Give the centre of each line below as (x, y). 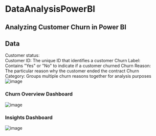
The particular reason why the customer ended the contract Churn (72, 71)
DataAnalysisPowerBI (50, 9)
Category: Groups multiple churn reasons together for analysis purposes (78, 76)
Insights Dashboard (29, 117)
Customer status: (22, 55)
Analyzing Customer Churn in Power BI (66, 27)
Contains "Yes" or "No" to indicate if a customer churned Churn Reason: (78, 66)
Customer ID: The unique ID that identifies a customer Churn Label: (73, 61)
